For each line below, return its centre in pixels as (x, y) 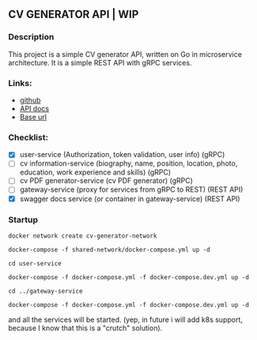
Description (31, 37)
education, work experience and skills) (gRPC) (95, 172)
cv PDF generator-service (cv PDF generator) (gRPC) (106, 181)
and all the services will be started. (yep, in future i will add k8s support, (126, 319)
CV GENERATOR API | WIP (74, 15)
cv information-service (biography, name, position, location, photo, (128, 163)
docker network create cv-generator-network (83, 236)
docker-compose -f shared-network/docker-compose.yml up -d (110, 249)
